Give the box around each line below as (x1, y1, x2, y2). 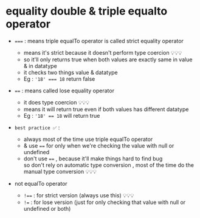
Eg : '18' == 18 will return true (23, 112, 100, 119)
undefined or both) (23, 205, 71, 212)
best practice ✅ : (14, 123, 60, 131)
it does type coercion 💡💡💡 (23, 98, 90, 106)
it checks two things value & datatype (23, 69, 118, 76)
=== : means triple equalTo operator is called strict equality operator (14, 37, 184, 44)
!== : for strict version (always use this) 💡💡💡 (23, 191, 134, 199)
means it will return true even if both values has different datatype (23, 105, 189, 113)
